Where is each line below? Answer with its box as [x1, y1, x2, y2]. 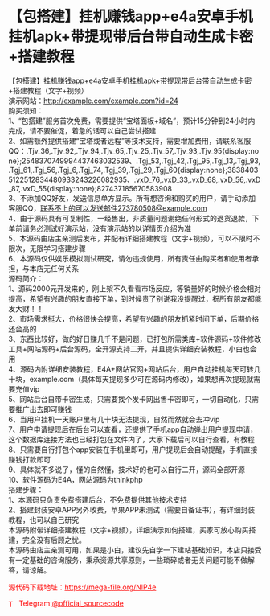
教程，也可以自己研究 [8, 515, 79, 524]
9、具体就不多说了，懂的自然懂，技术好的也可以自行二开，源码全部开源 [8, 464, 245, 474]
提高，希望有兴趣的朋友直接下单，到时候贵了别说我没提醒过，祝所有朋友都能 [8, 294, 262, 303]
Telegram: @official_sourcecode [18, 598, 125, 608]
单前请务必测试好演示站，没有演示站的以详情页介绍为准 [8, 223, 191, 233]
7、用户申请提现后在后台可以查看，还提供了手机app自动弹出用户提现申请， [8, 424, 257, 434]
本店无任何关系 [29, 263, 79, 273]
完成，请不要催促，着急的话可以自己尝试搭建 [8, 125, 157, 135]
